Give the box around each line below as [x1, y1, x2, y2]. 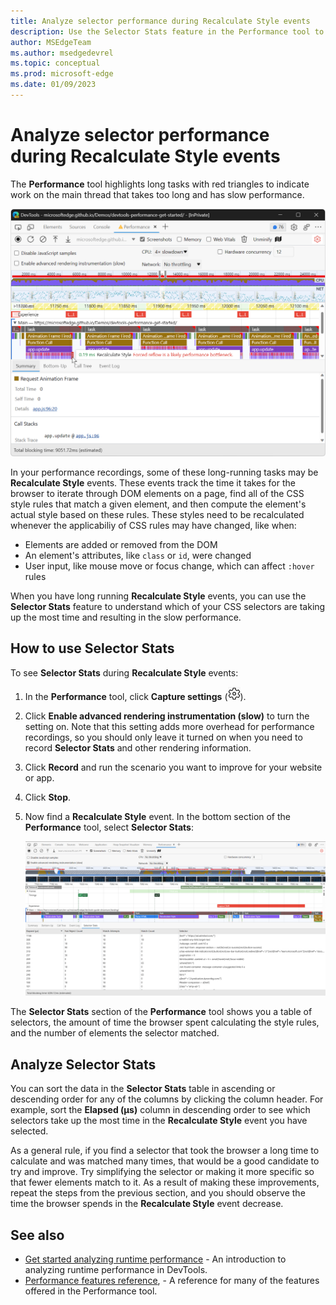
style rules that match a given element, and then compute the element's [10, 498, 307, 510]
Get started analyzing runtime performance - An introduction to [24, 1253, 287, 1265]
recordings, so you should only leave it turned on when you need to [24, 731, 303, 743]
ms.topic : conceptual [10, 58, 101, 69]
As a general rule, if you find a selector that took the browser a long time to [10, 1145, 320, 1157]
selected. [10, 1125, 49, 1137]
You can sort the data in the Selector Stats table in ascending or [10, 1083, 276, 1095]
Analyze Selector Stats [10, 1056, 157, 1073]
